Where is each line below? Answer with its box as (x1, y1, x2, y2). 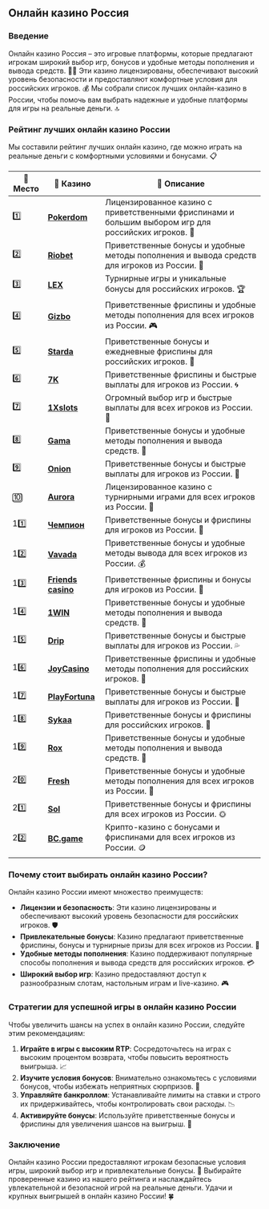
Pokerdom (47, 212, 88, 223)
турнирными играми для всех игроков (105, 491, 255, 502)
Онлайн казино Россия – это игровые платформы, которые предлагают (8, 48, 254, 59)
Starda (47, 346, 74, 357)
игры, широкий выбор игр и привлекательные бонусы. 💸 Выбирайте (8, 1166, 242, 1175)
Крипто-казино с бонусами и (105, 821, 220, 832)
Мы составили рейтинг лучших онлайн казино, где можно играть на (8, 142, 243, 152)
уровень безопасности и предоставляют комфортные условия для (8, 74, 238, 83)
